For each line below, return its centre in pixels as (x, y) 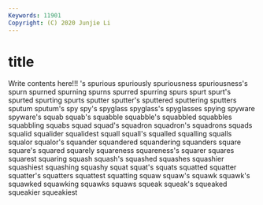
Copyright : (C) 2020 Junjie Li (59, 23)
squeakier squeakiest (43, 192)
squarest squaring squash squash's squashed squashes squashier (116, 159)
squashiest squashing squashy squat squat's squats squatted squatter (122, 167)
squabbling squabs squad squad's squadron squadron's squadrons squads (130, 125)
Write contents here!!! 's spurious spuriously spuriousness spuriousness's (128, 84)
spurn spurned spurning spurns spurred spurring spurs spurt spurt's (119, 92)
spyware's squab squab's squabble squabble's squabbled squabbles (120, 117)
